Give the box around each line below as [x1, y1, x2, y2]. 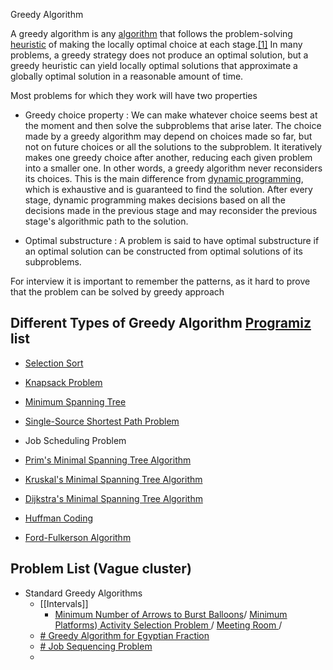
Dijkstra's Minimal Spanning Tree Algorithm [24, 492, 203, 504]
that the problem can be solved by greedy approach [10, 286, 225, 298]
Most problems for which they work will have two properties [10, 90, 258, 101]
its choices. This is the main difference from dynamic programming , [24, 173, 304, 184]
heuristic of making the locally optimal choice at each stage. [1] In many [10, 39, 303, 50]
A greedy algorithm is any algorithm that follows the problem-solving [10, 28, 293, 39]
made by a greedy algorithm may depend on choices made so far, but [24, 130, 313, 142]
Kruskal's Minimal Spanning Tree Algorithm [24, 473, 203, 485]
